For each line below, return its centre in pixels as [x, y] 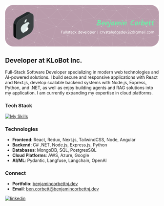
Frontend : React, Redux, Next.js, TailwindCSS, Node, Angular [74, 139]
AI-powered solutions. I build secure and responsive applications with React [81, 77]
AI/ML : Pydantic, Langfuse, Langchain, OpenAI [59, 160]
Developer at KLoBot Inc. [44, 60]
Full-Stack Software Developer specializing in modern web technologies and [82, 72]
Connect [15, 173]
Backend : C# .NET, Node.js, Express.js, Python [60, 145]
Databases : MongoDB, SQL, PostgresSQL [54, 150]
